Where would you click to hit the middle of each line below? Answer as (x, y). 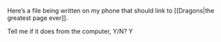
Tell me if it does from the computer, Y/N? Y (70, 31)
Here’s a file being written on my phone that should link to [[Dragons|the (111, 11)
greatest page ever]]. (38, 18)
